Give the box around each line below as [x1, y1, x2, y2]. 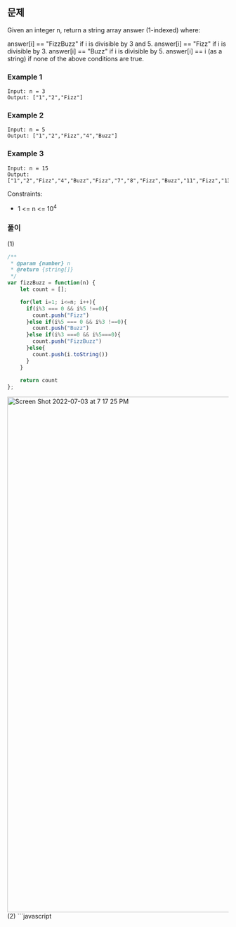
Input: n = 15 [7, 165, 49, 172]
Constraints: [7, 189, 43, 198]
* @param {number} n [10, 260, 71, 267]
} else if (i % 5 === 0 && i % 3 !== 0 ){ [25, 318, 128, 325]
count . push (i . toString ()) [32, 351, 109, 358]
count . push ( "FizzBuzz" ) [32, 338, 102, 345]
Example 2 [7, 111, 44, 120]
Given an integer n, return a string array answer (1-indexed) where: [7, 25, 201, 34]
